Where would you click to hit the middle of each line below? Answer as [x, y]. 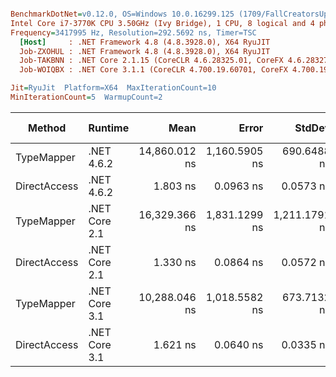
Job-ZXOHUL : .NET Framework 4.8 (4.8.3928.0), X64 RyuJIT [145, 51]
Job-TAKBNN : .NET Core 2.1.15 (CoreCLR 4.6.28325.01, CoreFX [151, 61]
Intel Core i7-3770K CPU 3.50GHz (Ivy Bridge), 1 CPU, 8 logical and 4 [162, 23]
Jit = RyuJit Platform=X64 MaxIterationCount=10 [113, 88]
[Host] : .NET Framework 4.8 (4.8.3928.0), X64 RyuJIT [145, 42]
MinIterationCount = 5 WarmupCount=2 [86, 97]
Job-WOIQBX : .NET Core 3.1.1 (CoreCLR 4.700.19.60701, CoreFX [153, 70]
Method [47, 128]
